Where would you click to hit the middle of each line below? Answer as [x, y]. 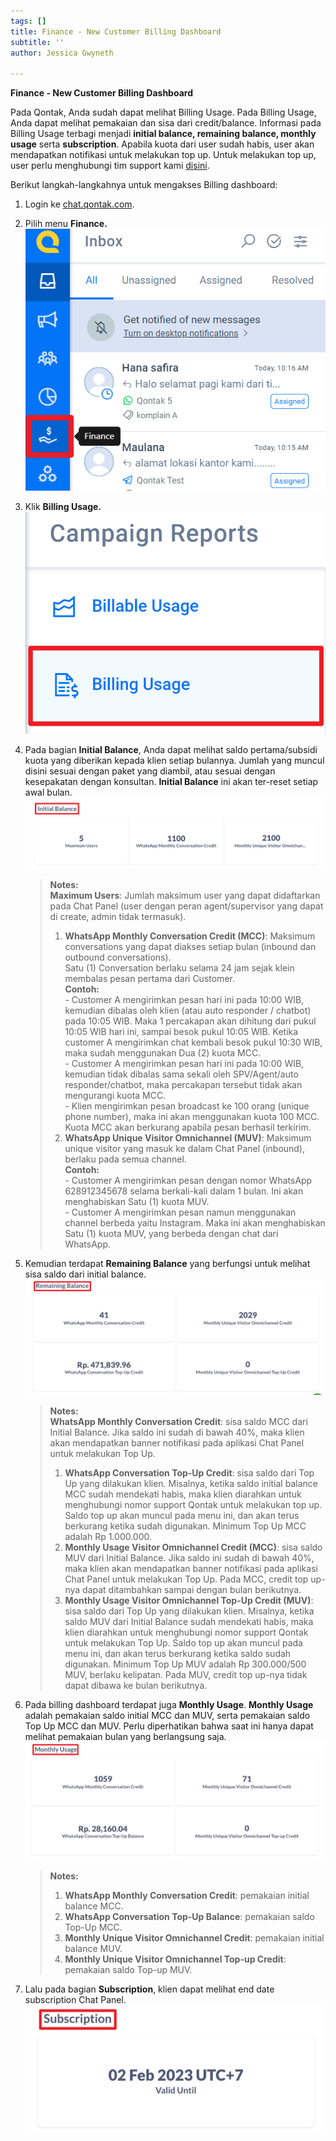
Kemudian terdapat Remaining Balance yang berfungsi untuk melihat [167, 1264]
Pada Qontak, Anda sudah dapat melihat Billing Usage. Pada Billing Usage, [163, 112]
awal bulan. [48, 792]
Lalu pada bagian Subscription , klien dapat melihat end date [149, 1989]
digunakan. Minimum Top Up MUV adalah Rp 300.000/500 [185, 1664]
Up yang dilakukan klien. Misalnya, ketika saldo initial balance [191, 1484]
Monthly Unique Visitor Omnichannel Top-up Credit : [175, 1959]
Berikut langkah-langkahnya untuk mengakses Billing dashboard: [144, 185]
